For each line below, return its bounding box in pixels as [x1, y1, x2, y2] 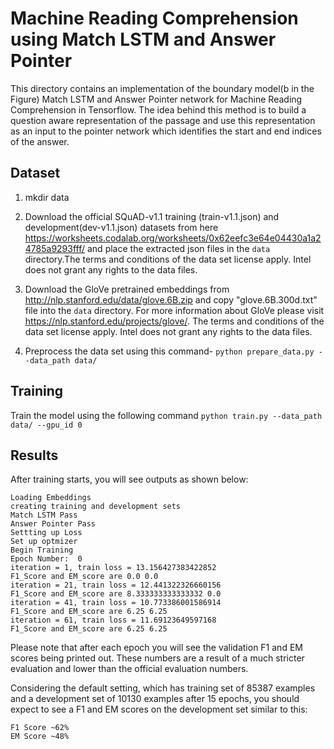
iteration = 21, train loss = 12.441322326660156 [10, 580, 222, 591]
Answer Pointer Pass [10, 519, 97, 529]
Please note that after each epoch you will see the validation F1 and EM [10, 642, 303, 654]
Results [10, 447, 59, 464]
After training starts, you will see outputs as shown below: [10, 473, 249, 486]
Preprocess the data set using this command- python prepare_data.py [24, 345, 315, 357]
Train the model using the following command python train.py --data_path [10, 409, 323, 421]
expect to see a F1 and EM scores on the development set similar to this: [10, 703, 308, 716]
